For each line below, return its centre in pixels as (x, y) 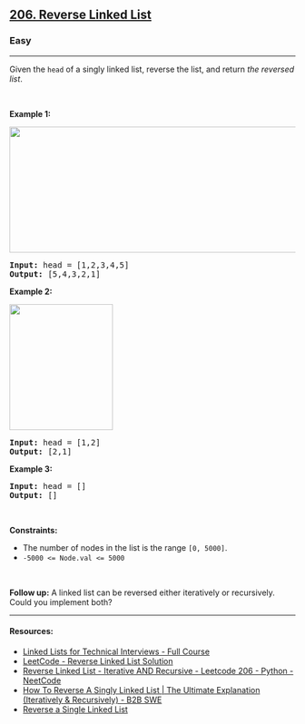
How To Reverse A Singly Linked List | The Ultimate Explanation (141, 690)
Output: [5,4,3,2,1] (55, 274)
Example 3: (31, 469)
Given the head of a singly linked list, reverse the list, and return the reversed (152, 69)
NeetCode (42, 680)
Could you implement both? (61, 602)
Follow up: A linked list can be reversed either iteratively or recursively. (142, 592)
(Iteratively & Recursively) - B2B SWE (92, 700)
